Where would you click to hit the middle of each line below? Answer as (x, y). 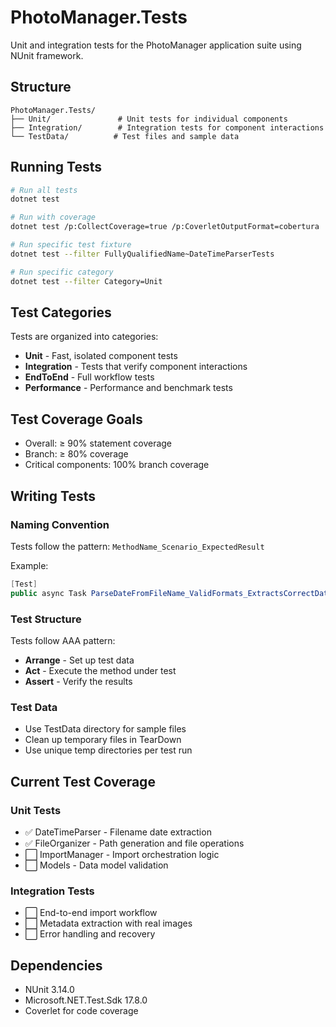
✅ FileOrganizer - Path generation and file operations (134, 843)
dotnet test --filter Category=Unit (86, 281)
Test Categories (61, 312)
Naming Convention (60, 524)
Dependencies (56, 965)
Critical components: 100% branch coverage (117, 465)
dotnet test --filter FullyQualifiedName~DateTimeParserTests (142, 254)
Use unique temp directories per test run (108, 750)
